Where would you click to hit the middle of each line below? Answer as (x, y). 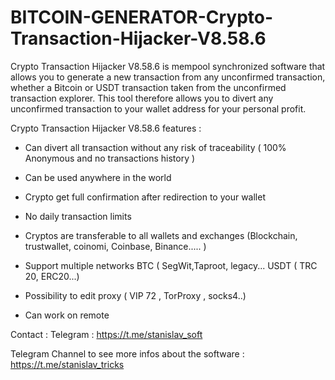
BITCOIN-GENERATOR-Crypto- (142, 17)
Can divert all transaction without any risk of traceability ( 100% (155, 147)
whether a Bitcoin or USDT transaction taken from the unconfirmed (148, 87)
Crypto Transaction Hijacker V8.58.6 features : (106, 128)
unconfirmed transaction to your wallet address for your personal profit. (158, 108)
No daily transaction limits (78, 216)
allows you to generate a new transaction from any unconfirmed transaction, (168, 77)
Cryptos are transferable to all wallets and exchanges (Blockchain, (161, 235)
